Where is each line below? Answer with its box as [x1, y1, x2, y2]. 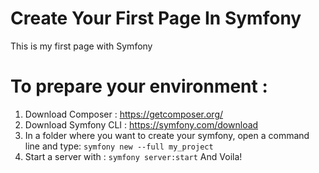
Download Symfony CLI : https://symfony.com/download [24, 118, 259, 131]
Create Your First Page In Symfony [10, 7, 302, 30]
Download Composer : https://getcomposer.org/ [24, 108, 224, 120]
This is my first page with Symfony [10, 40, 153, 52]
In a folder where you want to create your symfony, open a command [24, 129, 310, 141]
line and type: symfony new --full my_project [24, 140, 214, 152]
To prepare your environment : [10, 75, 268, 98]
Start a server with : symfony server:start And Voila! [24, 150, 243, 162]
